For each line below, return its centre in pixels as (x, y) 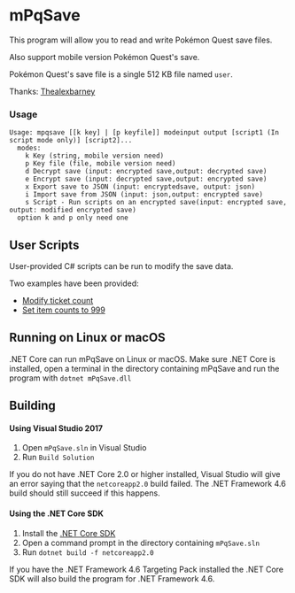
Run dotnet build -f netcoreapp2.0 (88, 552)
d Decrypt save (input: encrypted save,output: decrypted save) (146, 172)
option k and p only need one (73, 218)
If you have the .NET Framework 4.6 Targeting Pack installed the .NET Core (146, 569)
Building (32, 406)
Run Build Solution (58, 458)
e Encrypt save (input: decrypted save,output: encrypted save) (146, 179)
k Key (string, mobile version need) (95, 156)
